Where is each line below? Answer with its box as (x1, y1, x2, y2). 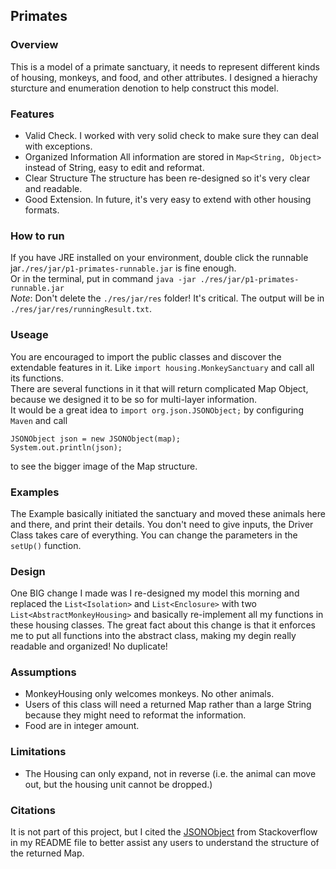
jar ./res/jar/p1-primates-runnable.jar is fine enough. (10, 262, 237, 274)
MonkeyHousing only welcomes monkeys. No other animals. (24, 688, 275, 700)
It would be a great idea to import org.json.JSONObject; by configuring (10, 404, 304, 416)
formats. (24, 204, 60, 216)
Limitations (10, 745, 67, 759)
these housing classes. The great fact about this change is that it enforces (10, 619, 316, 631)
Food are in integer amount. (24, 720, 140, 732)
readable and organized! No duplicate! (10, 640, 168, 653)
